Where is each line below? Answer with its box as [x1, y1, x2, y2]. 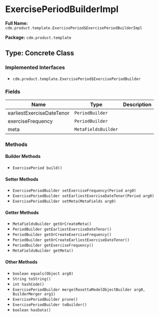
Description [122, 101, 152, 108]
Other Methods [5, 259, 38, 265]
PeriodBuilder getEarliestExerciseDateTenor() [12, 227, 112, 232]
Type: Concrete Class [5, 49, 74, 57]
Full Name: [5, 20, 28, 26]
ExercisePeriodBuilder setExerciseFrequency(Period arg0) [12, 188, 136, 193]
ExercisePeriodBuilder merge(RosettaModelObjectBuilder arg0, [12, 287, 145, 292]
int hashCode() [12, 282, 45, 287]
